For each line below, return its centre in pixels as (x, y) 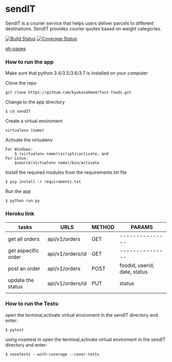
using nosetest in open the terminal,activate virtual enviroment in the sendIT (85, 339)
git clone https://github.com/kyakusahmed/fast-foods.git (68, 93)
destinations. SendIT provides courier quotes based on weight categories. (83, 28)
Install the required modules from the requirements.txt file (66, 172)
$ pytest (15, 330)
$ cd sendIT (18, 112)
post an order (24, 268)
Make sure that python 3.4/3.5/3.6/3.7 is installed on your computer (77, 73)
